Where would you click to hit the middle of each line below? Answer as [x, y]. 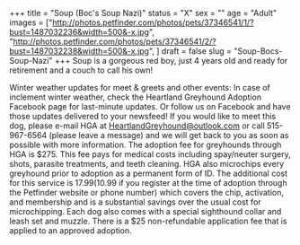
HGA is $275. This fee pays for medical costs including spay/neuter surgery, [150, 154]
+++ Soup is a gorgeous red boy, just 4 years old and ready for [171, 61]
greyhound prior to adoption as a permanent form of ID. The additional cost [149, 173]
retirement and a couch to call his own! [81, 70]
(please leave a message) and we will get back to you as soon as [169, 135]
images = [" [31, 22]
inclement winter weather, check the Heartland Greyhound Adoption [136, 97]
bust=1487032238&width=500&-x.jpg [79, 51]
